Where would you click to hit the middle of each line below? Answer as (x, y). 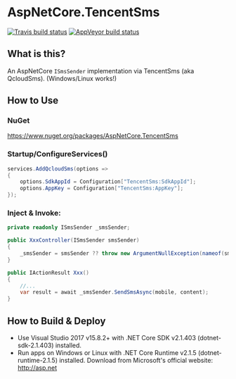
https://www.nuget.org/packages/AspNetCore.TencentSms (93, 136)
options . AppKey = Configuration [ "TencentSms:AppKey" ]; (102, 188)
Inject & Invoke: (34, 213)
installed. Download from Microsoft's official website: (136, 360)
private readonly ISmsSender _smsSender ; (69, 228)
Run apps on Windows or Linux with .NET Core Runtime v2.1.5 (107, 352)
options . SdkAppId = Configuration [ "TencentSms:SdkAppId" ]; (108, 182)
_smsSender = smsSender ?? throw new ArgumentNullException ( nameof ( (122, 254)
